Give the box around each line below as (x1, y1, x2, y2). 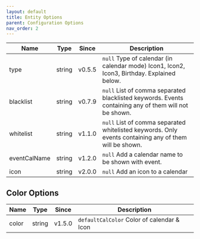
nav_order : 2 (6, 25, 39, 32)
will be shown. (102, 141, 142, 149)
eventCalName (9, 154, 51, 163)
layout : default (6, 8, 46, 15)
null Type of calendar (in (102, 54, 173, 63)
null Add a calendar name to (102, 150, 183, 159)
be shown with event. (102, 158, 162, 166)
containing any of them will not (102, 101, 189, 110)
